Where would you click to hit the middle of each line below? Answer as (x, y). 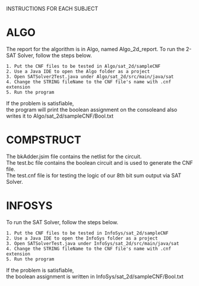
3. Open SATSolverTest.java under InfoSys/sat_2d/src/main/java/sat (93, 243)
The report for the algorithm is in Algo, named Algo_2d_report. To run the (96, 49)
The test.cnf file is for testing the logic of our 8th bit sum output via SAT (94, 175)
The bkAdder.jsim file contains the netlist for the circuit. (74, 156)
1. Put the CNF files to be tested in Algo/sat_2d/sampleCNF (83, 66)
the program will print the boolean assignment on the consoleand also (92, 109)
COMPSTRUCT (44, 140)
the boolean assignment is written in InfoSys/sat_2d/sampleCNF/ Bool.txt (95, 276)
